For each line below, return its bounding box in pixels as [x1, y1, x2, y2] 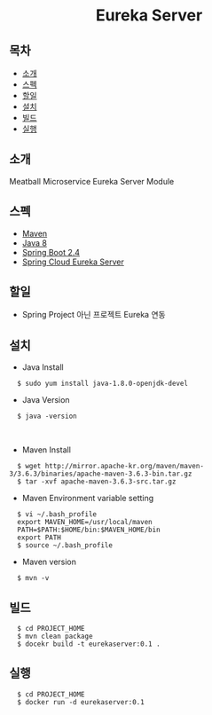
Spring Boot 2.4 [21, 247, 81, 257]
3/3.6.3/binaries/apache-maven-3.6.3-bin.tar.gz [9, 469, 192, 479]
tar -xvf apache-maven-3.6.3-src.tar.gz [25, 477, 177, 486]
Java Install [21, 362, 64, 373]
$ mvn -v [17, 574, 50, 583]
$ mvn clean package [17, 632, 93, 641]
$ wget [17, 462, 42, 471]
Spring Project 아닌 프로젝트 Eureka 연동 [21, 310, 166, 320]
